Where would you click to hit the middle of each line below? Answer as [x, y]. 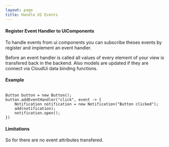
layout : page [19, 10]
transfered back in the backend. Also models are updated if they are [77, 63]
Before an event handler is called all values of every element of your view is [85, 57]
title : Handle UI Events [32, 15]
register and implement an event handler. [49, 48]
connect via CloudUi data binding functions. [52, 68]
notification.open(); [37, 113]
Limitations [17, 129]
